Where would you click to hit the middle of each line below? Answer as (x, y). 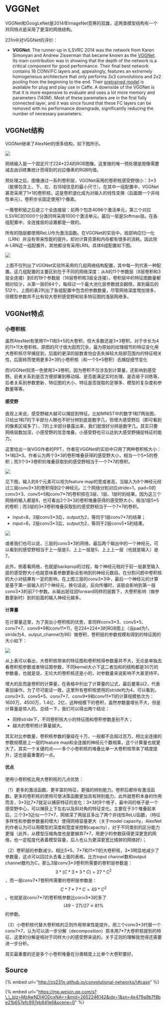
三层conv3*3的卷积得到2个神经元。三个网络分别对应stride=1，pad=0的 (83, 488)
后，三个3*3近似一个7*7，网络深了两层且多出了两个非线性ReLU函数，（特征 (83, 815)
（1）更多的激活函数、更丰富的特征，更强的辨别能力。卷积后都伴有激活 (78, 790)
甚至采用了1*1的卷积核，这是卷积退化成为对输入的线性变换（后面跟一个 (78, 193)
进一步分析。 (18, 944)
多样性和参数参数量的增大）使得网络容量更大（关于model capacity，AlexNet (83, 821)
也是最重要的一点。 (38, 755)
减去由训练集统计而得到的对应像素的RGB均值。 (53, 170)
